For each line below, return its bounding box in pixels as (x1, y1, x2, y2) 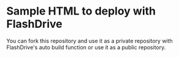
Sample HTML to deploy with (6, 4, 156, 18)
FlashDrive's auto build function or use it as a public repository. (6, 44, 166, 51)
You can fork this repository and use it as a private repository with (6, 37, 173, 44)
